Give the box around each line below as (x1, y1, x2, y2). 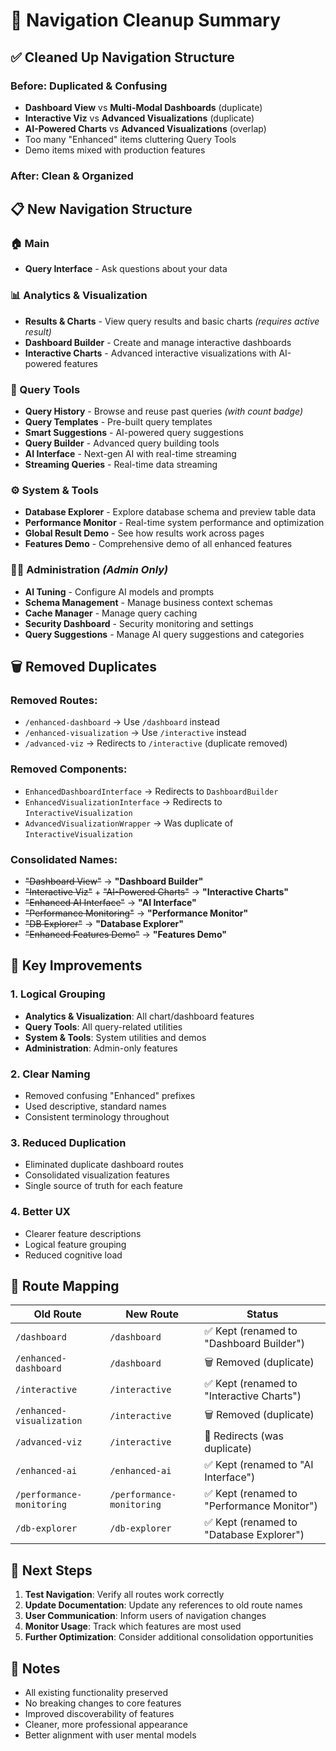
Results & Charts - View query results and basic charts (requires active (24, 315, 320, 327)
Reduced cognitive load (24, 1249, 123, 1261)
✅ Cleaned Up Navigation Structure (10, 49, 235, 66)
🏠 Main (10, 237, 50, 251)
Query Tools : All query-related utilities (24, 1020, 183, 1033)
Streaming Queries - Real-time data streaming (24, 459, 218, 471)
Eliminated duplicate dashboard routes (24, 1159, 184, 1171)
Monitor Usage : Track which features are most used (24, 1620, 242, 1633)
